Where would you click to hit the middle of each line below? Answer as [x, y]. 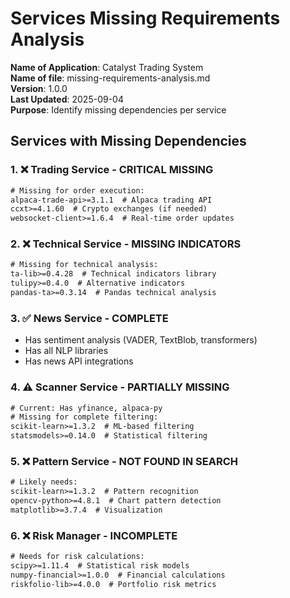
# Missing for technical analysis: [84, 265]
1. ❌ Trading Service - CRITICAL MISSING [112, 170]
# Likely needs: [44, 482]
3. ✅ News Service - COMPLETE [89, 318]
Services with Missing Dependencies [128, 141]
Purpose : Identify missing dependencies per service [118, 109]
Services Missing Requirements [145, 18]
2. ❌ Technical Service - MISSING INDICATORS [126, 244]
